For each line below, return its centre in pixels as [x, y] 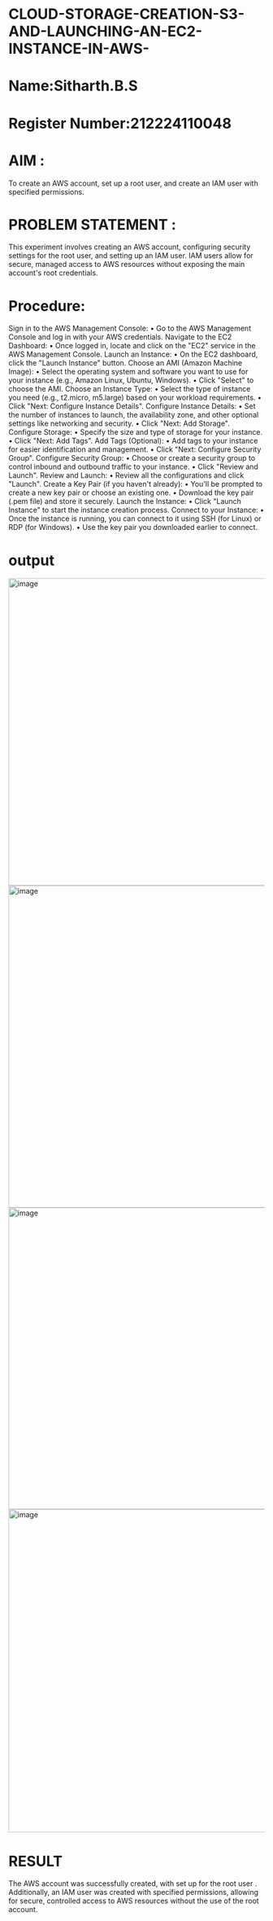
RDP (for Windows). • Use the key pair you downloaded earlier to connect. [133, 527]
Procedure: [47, 306]
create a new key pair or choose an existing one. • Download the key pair [131, 492]
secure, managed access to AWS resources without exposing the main [127, 265]
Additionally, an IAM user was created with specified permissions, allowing [133, 1893]
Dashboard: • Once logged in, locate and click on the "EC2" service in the [132, 346]
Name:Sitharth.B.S [73, 86]
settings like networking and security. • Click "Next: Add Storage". [119, 423]
